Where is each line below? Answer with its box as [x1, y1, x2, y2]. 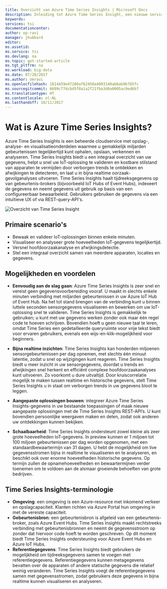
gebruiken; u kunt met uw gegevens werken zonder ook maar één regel [12, 314, 159, 320]
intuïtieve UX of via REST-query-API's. [5, 197, 83, 203]
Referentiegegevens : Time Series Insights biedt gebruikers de [12, 546, 141, 552]
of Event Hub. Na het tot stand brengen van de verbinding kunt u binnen [12, 298, 161, 304]
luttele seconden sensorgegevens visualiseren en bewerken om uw [12, 304, 151, 310]
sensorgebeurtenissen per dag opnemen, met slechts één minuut [12, 350, 147, 357]
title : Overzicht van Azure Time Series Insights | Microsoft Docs [5, 7, 148, 12]
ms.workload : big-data [5, 68, 52, 73]
